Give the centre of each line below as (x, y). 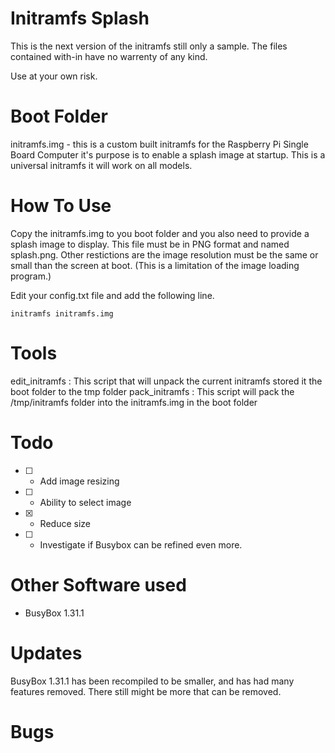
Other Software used (98, 584)
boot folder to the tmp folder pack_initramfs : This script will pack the (152, 391)
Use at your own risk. (54, 76)
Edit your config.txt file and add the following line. (112, 295)
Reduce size (65, 523)
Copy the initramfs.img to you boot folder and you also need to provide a (160, 233)
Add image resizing (79, 481)
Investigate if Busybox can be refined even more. (141, 544)
